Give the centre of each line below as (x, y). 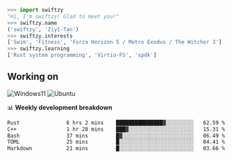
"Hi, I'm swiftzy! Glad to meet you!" (63, 16)
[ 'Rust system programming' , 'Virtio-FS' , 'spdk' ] (82, 56)
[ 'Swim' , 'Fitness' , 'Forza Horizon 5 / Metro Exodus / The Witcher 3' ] (115, 42)
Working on (33, 77)
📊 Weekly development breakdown (60, 107)
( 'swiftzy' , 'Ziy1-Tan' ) (43, 29)
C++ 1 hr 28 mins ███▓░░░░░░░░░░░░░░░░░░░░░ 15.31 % (116, 129)
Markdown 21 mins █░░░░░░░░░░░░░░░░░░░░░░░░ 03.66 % (116, 149)
